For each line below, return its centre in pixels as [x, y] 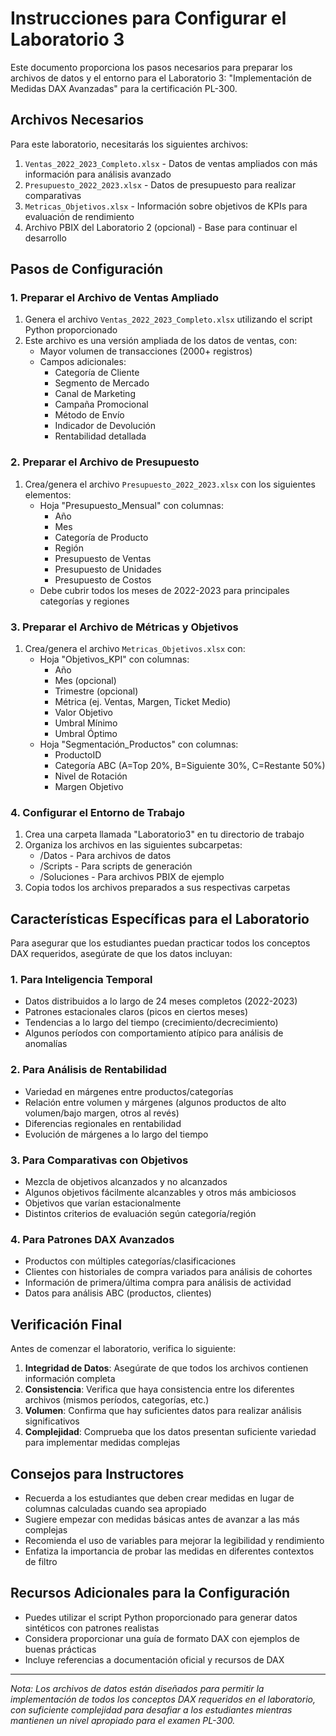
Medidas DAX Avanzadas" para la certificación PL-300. [124, 88]
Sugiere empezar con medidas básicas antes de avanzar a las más [162, 1519]
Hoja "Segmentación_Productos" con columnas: [139, 744]
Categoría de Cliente [97, 373]
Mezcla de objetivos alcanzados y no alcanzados [126, 1182]
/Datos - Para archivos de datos [105, 856]
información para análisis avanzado [98, 174]
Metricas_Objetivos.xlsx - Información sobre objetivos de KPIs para [166, 206]
